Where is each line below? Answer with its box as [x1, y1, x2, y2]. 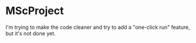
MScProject [5, 4, 64, 18]
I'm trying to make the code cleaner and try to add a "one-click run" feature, [5, 24, 191, 31]
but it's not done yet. [5, 29, 56, 37]
